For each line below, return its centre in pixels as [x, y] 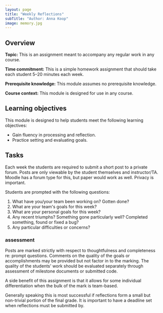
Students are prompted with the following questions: [58, 192]
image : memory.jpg [24, 23]
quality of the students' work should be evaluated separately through [74, 266]
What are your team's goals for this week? [54, 206]
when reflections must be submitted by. [45, 305]
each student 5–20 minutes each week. [45, 74]
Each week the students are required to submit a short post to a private [76, 167]
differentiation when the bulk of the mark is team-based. [62, 286]
